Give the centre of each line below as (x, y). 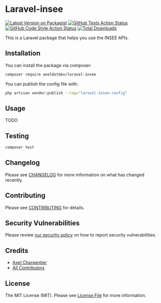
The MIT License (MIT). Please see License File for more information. (76, 296)
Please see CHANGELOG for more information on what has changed (75, 175)
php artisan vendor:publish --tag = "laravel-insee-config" (66, 93)
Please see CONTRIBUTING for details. (45, 207)
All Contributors (28, 268)
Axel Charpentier (29, 263)
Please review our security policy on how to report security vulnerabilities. (81, 235)
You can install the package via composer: (48, 65)
